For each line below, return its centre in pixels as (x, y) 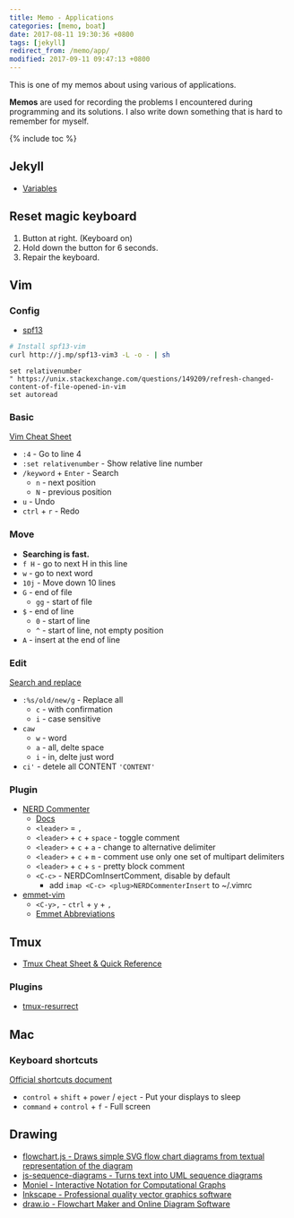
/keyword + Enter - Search (70, 473)
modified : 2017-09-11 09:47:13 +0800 (80, 59)
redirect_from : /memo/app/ (60, 51)
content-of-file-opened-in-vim (68, 387)
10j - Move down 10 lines (69, 583)
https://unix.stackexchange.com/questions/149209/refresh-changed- (146, 379)
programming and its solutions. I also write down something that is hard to (146, 112)
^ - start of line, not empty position (99, 630)
